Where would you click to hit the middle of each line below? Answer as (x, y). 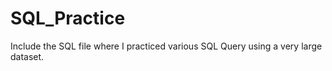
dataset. (27, 56)
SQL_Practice (68, 18)
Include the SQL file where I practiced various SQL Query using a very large (166, 46)
